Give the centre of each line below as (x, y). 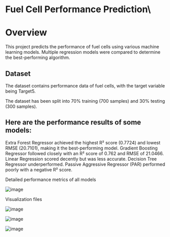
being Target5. (21, 91)
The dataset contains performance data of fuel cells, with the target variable (85, 85)
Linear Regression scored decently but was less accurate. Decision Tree (81, 159)
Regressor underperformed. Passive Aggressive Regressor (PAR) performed (85, 164)
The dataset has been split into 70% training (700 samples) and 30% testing (85, 101)
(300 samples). (21, 106)
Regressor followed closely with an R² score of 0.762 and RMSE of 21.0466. (85, 153)
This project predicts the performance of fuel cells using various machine (82, 47)
